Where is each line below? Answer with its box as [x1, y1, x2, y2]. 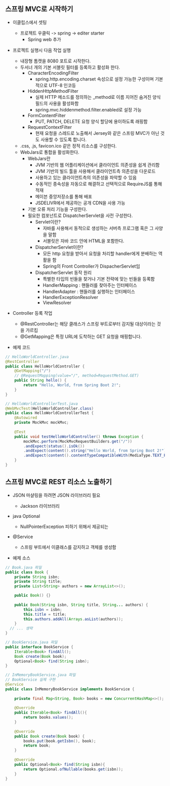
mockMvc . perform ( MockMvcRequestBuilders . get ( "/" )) [23, 439, 133, 444]
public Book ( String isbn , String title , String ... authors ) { [14, 602, 148, 607]
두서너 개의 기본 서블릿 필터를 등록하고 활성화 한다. [20, 64, 120, 70]
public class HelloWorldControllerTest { [5, 410, 94, 416]
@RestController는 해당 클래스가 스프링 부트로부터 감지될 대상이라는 [20, 321, 156, 327]
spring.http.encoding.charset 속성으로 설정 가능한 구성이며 [35, 76, 154, 82]
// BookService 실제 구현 [5, 677, 56, 683]
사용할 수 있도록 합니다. [40, 136, 87, 142]
